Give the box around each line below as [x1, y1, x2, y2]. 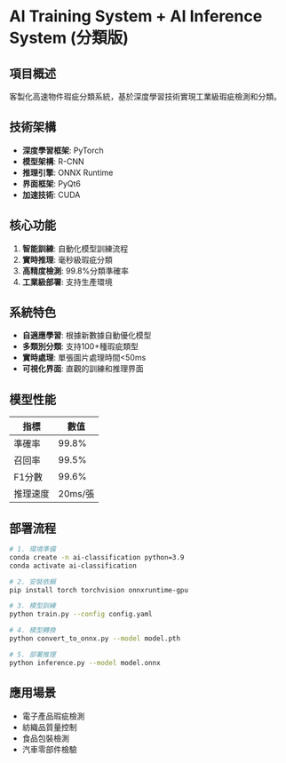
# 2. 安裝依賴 [9, 577, 56, 586]
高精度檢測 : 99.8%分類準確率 [21, 265, 129, 276]
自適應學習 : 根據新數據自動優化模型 [21, 330, 152, 341]
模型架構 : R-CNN [21, 155, 84, 166]
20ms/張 [58, 488, 95, 500]
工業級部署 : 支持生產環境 [21, 276, 113, 287]
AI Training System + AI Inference [9, 6, 263, 27]
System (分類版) [9, 28, 129, 48]
